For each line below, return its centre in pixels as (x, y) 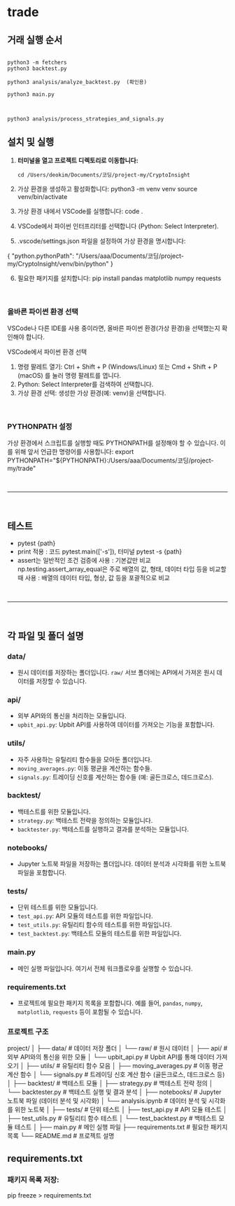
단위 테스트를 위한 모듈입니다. (58, 907)
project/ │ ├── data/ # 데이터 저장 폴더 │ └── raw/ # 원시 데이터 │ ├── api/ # (117, 1048)
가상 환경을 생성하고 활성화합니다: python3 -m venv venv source (107, 189)
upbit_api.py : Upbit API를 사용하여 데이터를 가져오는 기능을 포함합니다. (116, 725)
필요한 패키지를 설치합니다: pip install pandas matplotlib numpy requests (119, 278)
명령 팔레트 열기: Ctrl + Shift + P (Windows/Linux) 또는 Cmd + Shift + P (117, 367)
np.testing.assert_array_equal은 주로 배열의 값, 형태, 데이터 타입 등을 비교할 (122, 569)
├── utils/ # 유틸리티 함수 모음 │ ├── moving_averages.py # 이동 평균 (124, 1066)
